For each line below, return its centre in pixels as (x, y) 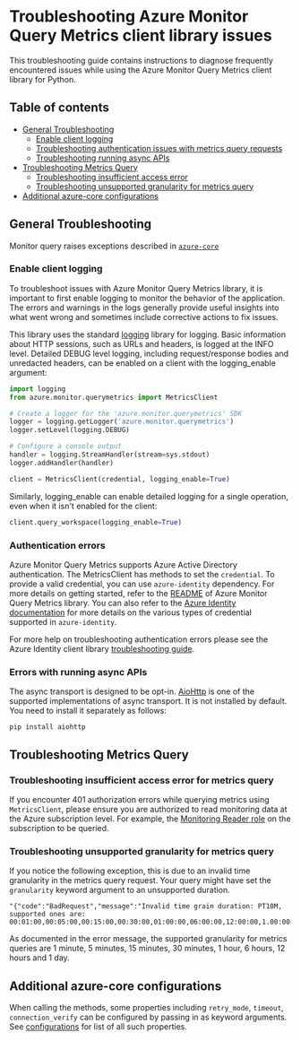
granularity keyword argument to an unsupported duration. (120, 890)
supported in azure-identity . (63, 621)
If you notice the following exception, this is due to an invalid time (130, 871)
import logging (38, 389)
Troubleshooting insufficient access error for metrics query (142, 780)
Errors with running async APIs (78, 672)
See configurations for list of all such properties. (99, 1027)
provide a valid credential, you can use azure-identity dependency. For (142, 584)
